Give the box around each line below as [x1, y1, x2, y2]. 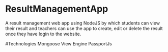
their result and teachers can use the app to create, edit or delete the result [5, 25, 163, 31]
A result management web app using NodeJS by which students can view [5, 20, 160, 26]
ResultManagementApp [5, 3, 108, 15]
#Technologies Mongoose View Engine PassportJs [5, 40, 112, 46]
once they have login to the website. [5, 31, 81, 37]
